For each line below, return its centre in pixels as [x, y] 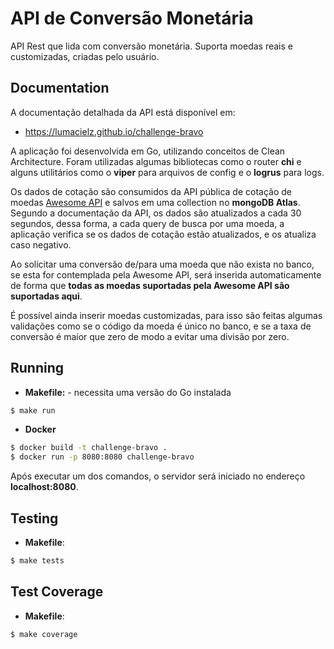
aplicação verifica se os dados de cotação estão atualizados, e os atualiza [163, 234]
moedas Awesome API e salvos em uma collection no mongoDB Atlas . [155, 202]
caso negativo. [41, 244]
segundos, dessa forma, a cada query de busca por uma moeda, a [147, 223]
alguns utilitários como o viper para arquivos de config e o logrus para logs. [167, 172]
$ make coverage [44, 634]
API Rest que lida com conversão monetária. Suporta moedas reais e [151, 46]
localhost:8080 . [44, 487]
